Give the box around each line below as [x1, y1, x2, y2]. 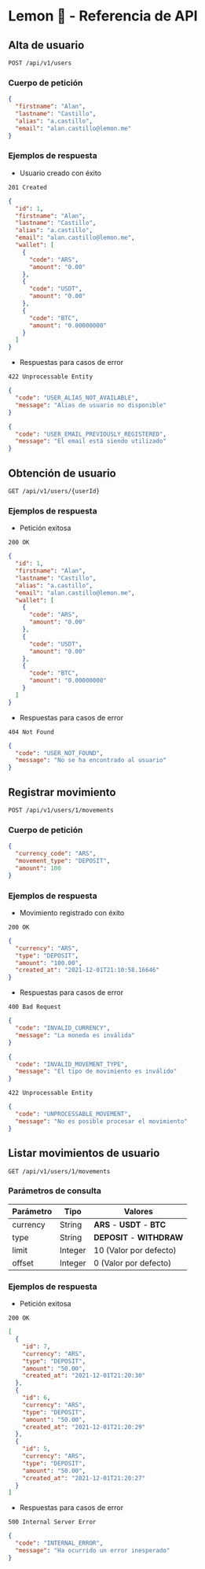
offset [12, 1258, 34, 1269]
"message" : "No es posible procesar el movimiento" [15, 1117, 189, 1125]
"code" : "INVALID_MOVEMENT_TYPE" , [15, 1060, 128, 1068]
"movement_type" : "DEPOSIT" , [15, 857, 111, 865]
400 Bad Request [8, 1003, 61, 1011]
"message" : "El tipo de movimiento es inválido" [15, 1067, 178, 1076]
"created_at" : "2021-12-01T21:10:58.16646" [15, 967, 159, 974]
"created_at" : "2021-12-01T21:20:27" [22, 1474, 146, 1482]
